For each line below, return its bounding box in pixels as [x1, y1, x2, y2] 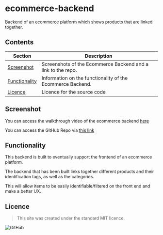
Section [13, 52, 32, 59]
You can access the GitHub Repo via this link [5, 127, 95, 133]
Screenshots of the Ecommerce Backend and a [41, 61, 149, 67]
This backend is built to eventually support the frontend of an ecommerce [5, 154, 152, 160]
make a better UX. [5, 188, 41, 194]
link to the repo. [41, 66, 77, 73]
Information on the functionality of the [41, 75, 128, 81]
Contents [5, 38, 34, 47]
